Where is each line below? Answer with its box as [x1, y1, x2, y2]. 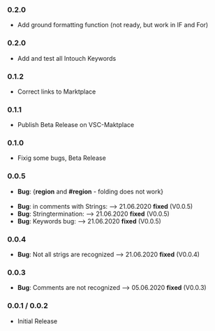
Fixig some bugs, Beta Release [17, 154, 106, 162]
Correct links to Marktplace [17, 87, 96, 96]
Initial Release [17, 316, 58, 325]
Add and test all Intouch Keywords [17, 54, 117, 62]
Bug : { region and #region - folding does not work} [17, 187, 164, 196]
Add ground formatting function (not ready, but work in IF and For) [17, 21, 209, 29]
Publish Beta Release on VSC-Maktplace [17, 121, 135, 129]
